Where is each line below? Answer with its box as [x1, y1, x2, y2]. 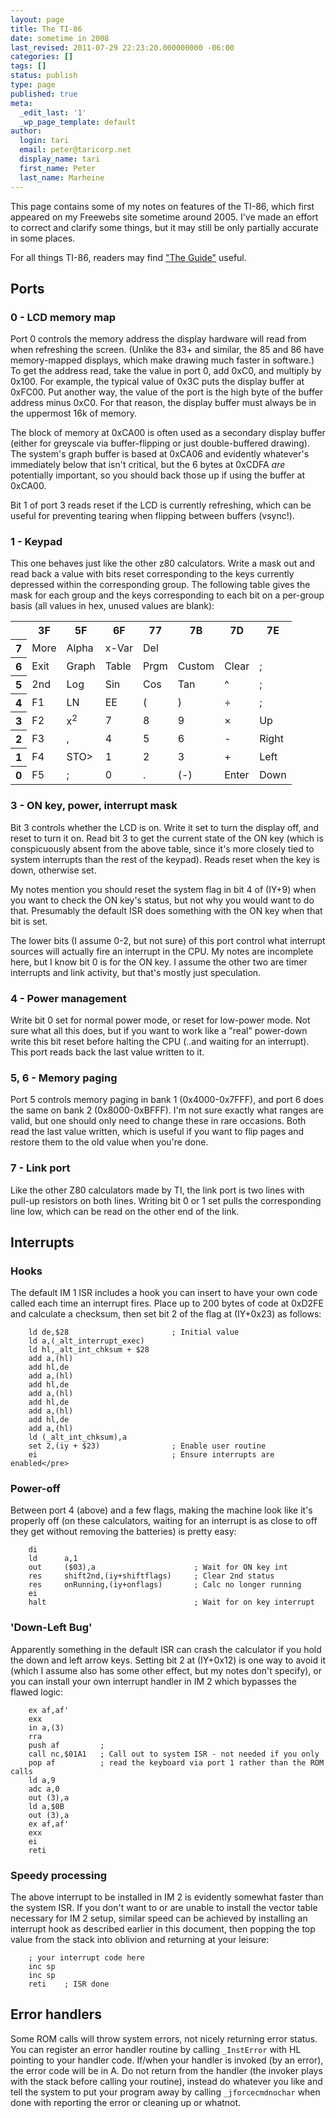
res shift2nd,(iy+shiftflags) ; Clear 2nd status [28, 1571, 275, 1581]
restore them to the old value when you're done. [10, 1136, 209, 1148]
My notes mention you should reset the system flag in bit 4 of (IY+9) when [10, 883, 317, 895]
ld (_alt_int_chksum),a [28, 1432, 128, 1443]
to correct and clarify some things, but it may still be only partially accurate [10, 221, 319, 233]
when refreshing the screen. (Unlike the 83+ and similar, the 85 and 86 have [10, 344, 325, 356]
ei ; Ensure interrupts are [28, 1450, 275, 1460]
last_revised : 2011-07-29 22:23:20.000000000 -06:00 [10, 42, 235, 53]
